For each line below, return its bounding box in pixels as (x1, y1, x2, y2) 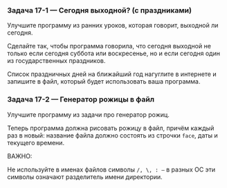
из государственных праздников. (7, 57, 106, 65)
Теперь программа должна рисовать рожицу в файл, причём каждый (7, 124, 215, 132)
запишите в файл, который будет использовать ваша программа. (7, 77, 201, 86)
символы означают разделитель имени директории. (7, 172, 163, 181)
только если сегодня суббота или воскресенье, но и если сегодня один (7, 49, 220, 57)
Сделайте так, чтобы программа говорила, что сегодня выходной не (7, 42, 211, 50)
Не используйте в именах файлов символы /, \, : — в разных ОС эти (7, 165, 216, 173)
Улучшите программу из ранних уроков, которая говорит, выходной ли (7, 21, 219, 30)
